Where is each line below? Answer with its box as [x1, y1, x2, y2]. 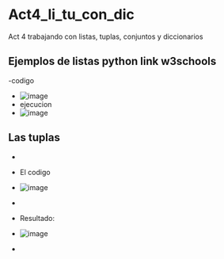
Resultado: [19, 213, 55, 223]
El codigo [19, 167, 51, 177]
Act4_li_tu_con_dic [8, 6, 135, 24]
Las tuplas [8, 131, 61, 144]
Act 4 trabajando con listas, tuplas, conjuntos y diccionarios [8, 32, 203, 41]
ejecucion [19, 99, 52, 109]
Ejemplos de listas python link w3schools [8, 55, 217, 68]
